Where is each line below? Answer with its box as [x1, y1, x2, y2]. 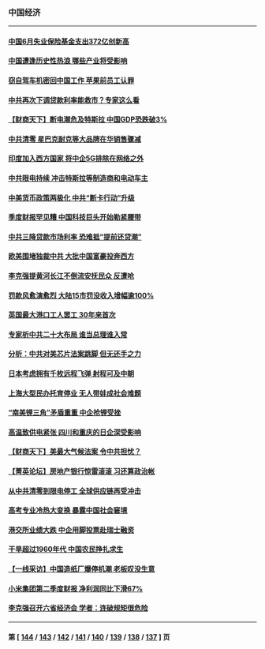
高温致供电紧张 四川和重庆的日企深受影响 [8, 427, 142, 437]
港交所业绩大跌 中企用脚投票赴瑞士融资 [8, 525, 135, 535]
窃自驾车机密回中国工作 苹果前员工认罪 [8, 76, 135, 85]
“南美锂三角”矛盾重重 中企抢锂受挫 [8, 408, 121, 418]
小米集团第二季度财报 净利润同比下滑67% [8, 583, 144, 593]
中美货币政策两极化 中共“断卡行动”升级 [8, 193, 136, 202]
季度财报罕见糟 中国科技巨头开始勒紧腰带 [8, 212, 142, 222]
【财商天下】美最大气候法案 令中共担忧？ [8, 447, 142, 456]
